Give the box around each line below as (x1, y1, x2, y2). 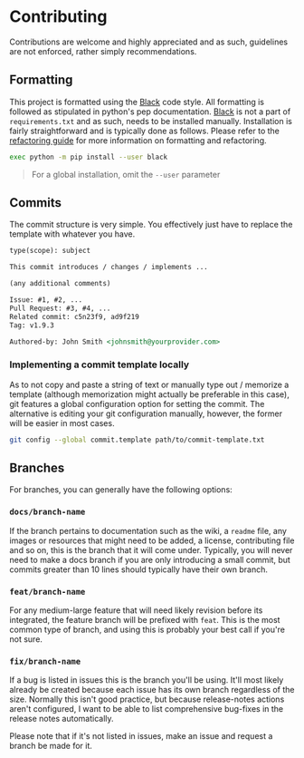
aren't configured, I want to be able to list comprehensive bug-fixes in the (9, 704, 284, 714)
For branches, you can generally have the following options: (9, 484, 233, 495)
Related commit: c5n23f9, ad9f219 (9, 312, 140, 321)
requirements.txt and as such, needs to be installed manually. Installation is (9, 115, 292, 126)
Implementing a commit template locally (9, 358, 190, 371)
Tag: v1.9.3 (9, 320, 54, 330)
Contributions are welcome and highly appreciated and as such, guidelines (9, 36, 288, 47)
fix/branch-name (9, 656, 81, 666)
